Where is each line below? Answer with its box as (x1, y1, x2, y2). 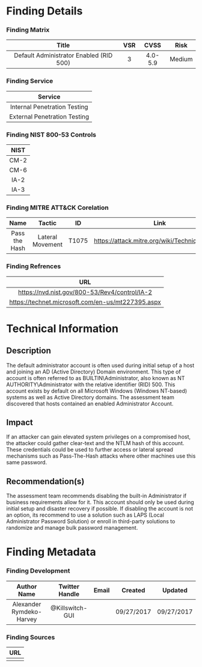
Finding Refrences (6, 262, 61, 271)
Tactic (38, 219, 57, 227)
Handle (58, 589, 80, 598)
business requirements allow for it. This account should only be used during (6, 499, 194, 506)
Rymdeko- (11, 607, 42, 616)
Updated (162, 586, 188, 594)
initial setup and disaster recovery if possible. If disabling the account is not (6, 505, 194, 512)
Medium (170, 55, 193, 64)
